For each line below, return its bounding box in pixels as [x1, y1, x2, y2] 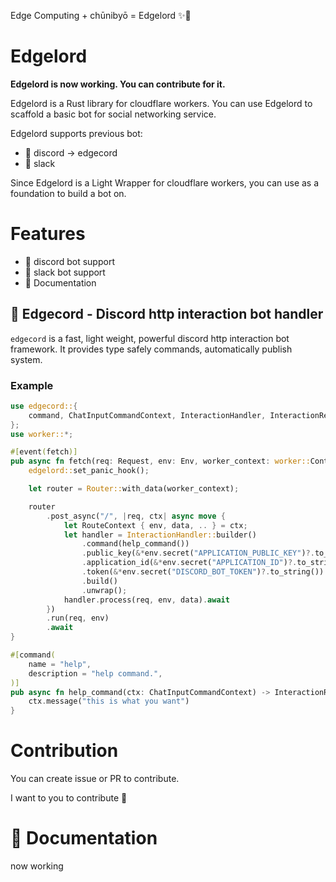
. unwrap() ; [81, 585, 128, 595]
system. [10, 353, 43, 365]
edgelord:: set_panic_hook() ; [28, 466, 150, 476]
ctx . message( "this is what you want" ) [28, 696, 190, 707]
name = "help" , [28, 659, 92, 669]
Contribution [10, 740, 119, 762]
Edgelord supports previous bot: [10, 127, 143, 139]
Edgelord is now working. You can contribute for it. [10, 78, 226, 90]
